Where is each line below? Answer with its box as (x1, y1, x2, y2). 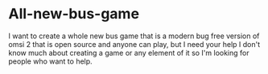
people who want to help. (8, 56, 93, 66)
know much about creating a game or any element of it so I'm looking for (8, 48, 249, 57)
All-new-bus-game (8, 5, 139, 23)
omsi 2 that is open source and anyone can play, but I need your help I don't (8, 39, 261, 49)
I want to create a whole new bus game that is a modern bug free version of (8, 31, 260, 41)
